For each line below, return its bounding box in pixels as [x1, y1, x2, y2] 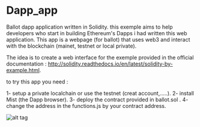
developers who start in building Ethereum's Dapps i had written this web [6, 29, 187, 36]
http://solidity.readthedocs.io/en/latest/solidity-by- [47, 60, 173, 67]
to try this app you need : [6, 78, 68, 85]
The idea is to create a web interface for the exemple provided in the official [6, 54, 194, 61]
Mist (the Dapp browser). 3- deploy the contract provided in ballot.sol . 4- [6, 96, 189, 103]
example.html [6, 66, 40, 73]
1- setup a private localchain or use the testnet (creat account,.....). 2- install [6, 89, 194, 97]
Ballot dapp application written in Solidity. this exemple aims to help [6, 23, 173, 30]
